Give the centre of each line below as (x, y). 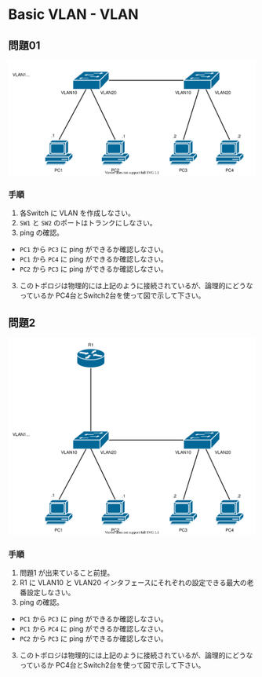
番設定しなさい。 (47, 593)
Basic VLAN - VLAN (73, 15)
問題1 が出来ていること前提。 (67, 573)
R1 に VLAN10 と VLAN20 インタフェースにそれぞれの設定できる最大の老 (136, 583)
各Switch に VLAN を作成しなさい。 (77, 213)
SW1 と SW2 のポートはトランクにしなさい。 (88, 223)
